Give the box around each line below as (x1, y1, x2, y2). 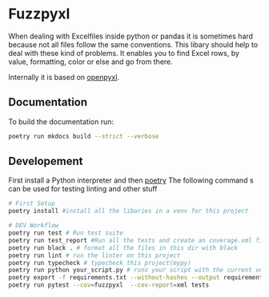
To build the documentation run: (8, 117, 114, 126)
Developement (8, 155, 83, 168)
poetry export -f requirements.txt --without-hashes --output (8, 274, 220, 282)
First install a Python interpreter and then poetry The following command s (8, 175, 254, 185)
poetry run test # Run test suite (8, 229, 124, 237)
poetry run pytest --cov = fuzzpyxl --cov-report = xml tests (8, 281, 210, 289)
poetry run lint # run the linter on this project (8, 251, 181, 259)
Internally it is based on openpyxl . (8, 72, 120, 82)
